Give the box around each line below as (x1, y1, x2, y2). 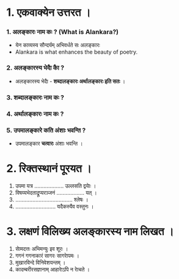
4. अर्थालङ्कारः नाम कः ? (6, 109, 64, 118)
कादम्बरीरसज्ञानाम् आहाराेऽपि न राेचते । (15, 266, 90, 273)
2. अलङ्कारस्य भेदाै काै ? (6, 63, 65, 72)
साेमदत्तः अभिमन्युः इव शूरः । (15, 245, 68, 252)
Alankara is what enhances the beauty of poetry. (15, 48, 138, 56)
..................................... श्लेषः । (15, 195, 89, 203)
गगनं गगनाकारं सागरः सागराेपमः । (15, 252, 79, 259)
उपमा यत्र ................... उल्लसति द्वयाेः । (15, 182, 97, 189)
